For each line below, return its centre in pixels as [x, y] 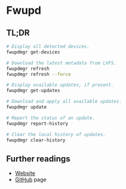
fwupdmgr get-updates [33, 91]
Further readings [38, 159]
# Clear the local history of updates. [56, 134]
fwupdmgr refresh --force [38, 74]
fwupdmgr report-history [37, 123]
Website [25, 173]
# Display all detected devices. [48, 46]
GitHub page [31, 180]
